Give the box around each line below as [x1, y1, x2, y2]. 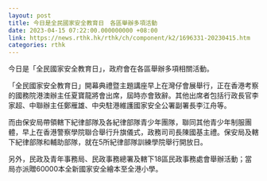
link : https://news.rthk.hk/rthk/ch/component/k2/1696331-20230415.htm [8, 33, 250, 42]
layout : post [8, 11, 52, 20]
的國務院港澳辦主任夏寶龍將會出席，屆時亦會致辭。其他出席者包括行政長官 [8, 90, 252, 100]
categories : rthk [8, 41, 66, 49]
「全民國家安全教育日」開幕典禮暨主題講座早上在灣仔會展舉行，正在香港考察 [8, 81, 259, 90]
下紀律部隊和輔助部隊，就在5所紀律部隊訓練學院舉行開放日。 [8, 137, 208, 147]
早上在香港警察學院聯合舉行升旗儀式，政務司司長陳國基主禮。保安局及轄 [21, 128, 259, 137]
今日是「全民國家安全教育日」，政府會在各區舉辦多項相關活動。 [8, 64, 214, 74]
